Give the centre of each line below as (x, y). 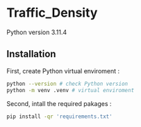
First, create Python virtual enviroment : (63, 70)
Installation (31, 54)
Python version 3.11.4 (37, 32)
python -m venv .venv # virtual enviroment (70, 90)
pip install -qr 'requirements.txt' (59, 117)
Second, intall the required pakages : (59, 103)
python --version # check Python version (67, 84)
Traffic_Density (52, 13)
